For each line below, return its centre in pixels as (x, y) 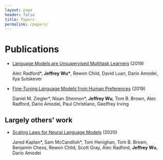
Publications (32, 49)
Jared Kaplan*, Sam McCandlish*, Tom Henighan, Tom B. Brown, (80, 142)
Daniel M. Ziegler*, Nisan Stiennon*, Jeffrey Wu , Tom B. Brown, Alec (84, 99)
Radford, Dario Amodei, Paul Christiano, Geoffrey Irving (70, 104)
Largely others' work (39, 120)
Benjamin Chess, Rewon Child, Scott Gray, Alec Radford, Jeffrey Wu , (85, 148)
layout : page (19, 10)
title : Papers (20, 19)
